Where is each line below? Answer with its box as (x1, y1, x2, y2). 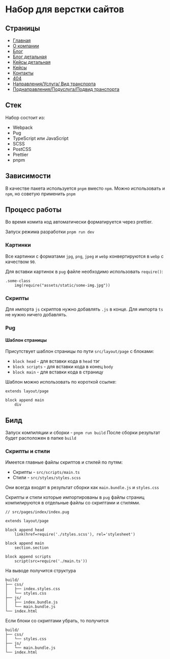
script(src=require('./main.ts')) (14, 559, 88, 564)
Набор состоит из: (5, 114, 45, 120)
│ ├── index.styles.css (5, 587, 60, 592)
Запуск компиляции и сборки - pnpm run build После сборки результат (5, 429, 160, 436)
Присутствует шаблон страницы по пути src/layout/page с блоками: (5, 348, 154, 354)
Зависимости (5, 172, 51, 181)
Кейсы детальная (12, 59, 51, 65)
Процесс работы (5, 206, 62, 214)
